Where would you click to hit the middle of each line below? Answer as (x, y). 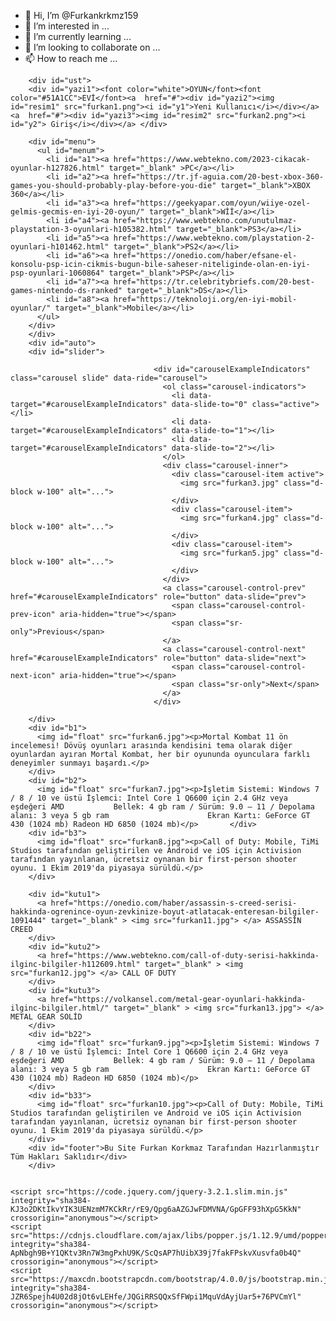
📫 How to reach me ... (71, 58)
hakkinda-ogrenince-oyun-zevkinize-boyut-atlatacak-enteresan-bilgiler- (165, 912)
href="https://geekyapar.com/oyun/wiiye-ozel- (212, 203)
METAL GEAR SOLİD (46, 1017)
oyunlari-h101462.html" (60, 247)
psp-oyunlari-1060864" (57, 273)
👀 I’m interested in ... (67, 26)
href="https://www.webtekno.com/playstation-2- (214, 238)
